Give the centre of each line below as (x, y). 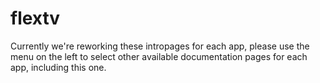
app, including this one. (58, 67)
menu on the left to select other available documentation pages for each (159, 56)
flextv (35, 18)
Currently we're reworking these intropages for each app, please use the (160, 46)
